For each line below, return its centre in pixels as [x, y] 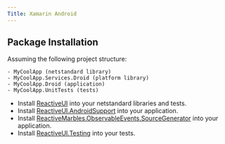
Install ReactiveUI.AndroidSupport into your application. [98, 111]
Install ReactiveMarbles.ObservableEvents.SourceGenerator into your [118, 118]
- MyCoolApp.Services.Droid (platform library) [78, 78]
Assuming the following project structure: [67, 59]
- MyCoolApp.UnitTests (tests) [53, 91]
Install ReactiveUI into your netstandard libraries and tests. [102, 103]
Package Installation [53, 42]
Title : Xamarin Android [42, 14]
